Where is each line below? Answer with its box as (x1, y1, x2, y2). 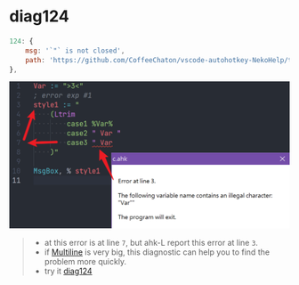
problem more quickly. (44, 256, 127, 266)
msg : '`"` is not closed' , (25, 46, 125, 55)
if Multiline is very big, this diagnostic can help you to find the (44, 247, 270, 257)
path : (25, 55, 46, 64)
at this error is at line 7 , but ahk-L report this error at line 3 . (44, 237, 258, 248)
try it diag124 (44, 265, 93, 276)
